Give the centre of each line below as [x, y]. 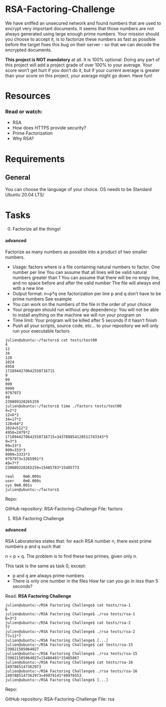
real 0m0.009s [23, 476]
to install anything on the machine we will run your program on [77, 315]
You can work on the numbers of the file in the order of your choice [82, 304]
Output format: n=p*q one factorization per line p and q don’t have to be [87, 293]
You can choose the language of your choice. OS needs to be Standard [78, 189]
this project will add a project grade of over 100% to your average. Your [79, 65]
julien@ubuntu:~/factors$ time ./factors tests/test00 [63, 406]
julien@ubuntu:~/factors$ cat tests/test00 [51, 340]
